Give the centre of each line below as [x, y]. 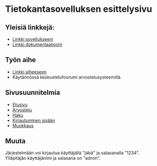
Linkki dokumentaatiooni [37, 44]
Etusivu [20, 104]
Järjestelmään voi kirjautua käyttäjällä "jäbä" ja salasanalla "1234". [72, 153]
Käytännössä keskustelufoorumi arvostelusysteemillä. [67, 77]
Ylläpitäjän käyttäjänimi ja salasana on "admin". [53, 158]
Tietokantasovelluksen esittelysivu [79, 9]
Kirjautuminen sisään [34, 120]
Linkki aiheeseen [29, 72]
